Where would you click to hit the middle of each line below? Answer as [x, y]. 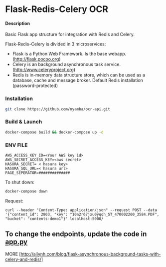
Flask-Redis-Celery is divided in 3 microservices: [56, 44]
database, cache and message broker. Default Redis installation [78, 80]
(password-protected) [35, 85]
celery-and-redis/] [24, 259]
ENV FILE [16, 145]
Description [18, 23]
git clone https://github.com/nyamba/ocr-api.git [58, 109]
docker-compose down [27, 191]
